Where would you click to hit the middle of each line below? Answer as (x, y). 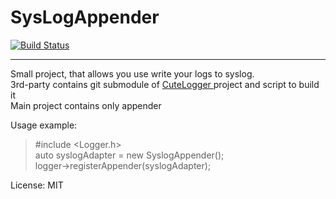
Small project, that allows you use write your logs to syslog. (132, 73)
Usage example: (44, 125)
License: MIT (37, 185)
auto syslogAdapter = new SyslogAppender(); (129, 155)
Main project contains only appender (86, 105)
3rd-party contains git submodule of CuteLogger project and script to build (165, 84)
